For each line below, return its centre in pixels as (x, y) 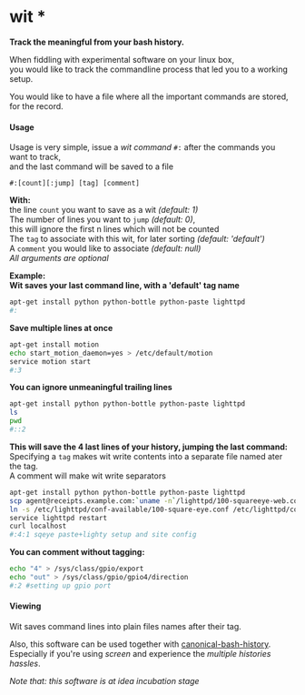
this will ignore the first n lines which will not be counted (114, 229)
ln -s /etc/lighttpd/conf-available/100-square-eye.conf (119, 509)
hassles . (25, 663)
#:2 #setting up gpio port (60, 585)
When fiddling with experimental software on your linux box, (122, 59)
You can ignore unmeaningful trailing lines (91, 388)
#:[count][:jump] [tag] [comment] (75, 184)
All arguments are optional (59, 258)
